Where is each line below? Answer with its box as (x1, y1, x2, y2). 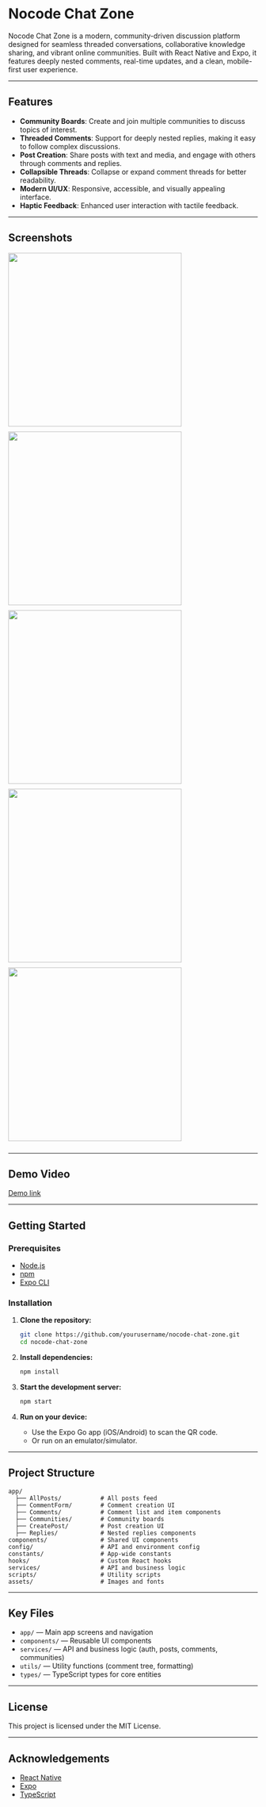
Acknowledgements (8, 1751, 110, 1765)
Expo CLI (19, 1277, 50, 1287)
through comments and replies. (19, 158, 123, 168)
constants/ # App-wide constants (8, 1550, 172, 1558)
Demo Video (8, 1167, 70, 1181)
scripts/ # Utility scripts (8, 1570, 161, 1578)
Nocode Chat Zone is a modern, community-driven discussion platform (8, 31, 241, 40)
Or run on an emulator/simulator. (31, 1435, 138, 1445)
